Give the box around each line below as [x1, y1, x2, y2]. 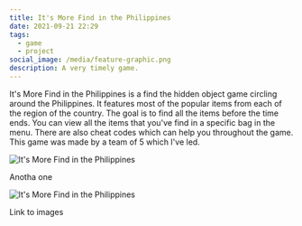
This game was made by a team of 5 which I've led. [9, 137, 200, 147]
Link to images [9, 206, 64, 217]
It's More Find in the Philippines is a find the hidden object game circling [9, 88, 278, 99]
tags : [9, 30, 30, 39]
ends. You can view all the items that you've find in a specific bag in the [9, 117, 276, 127]
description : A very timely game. [9, 64, 140, 73]
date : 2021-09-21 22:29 [9, 22, 99, 31]
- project [17, 47, 54, 56]
